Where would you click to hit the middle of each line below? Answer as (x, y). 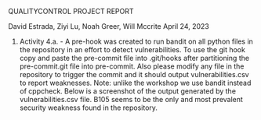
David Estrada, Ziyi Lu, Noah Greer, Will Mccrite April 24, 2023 (109, 26)
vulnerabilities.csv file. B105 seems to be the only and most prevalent (131, 99)
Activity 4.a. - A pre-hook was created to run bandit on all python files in (136, 41)
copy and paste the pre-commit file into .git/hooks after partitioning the (134, 58)
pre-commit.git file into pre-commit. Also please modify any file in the (132, 66)
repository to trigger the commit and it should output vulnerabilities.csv (134, 74)
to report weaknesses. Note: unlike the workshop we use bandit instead (135, 83)
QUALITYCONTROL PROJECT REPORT (71, 11)
